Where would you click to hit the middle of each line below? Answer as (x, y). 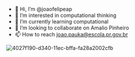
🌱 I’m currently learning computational (62, 21)
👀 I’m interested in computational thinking (66, 15)
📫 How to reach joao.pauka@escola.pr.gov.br (71, 34)
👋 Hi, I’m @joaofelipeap (43, 9)
